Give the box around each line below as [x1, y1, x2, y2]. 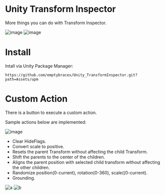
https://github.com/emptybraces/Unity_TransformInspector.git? [5, 73, 138, 78]
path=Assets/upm [5, 77, 38, 82]
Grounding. [12, 175, 35, 181]
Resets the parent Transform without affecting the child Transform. [12, 149, 148, 155]
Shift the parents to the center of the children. [12, 154, 105, 160]
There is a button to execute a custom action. [5, 110, 97, 116]
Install [5, 47, 31, 58]
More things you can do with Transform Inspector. [5, 20, 107, 26]
